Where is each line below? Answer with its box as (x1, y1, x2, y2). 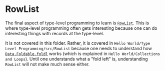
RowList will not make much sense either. (5, 61, 90, 67)
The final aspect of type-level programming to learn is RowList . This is (5, 20, 149, 26)
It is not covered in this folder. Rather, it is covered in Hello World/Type (5, 40, 150, 46)
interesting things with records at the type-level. (5, 30, 104, 36)
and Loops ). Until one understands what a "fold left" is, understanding (5, 56, 148, 62)
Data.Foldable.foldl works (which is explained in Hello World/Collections (5, 51, 160, 57)
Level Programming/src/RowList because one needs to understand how (5, 45, 152, 51)
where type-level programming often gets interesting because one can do (5, 25, 157, 31)
